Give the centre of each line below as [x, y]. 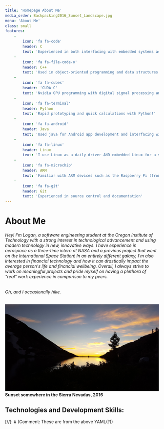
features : [15, 31]
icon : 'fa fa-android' [46, 124]
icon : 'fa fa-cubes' [43, 83]
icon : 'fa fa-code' [42, 42]
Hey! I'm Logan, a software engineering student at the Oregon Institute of [79, 235]
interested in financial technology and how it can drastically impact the [77, 261]
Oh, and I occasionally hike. [33, 292]
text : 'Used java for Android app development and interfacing [88, 134]
